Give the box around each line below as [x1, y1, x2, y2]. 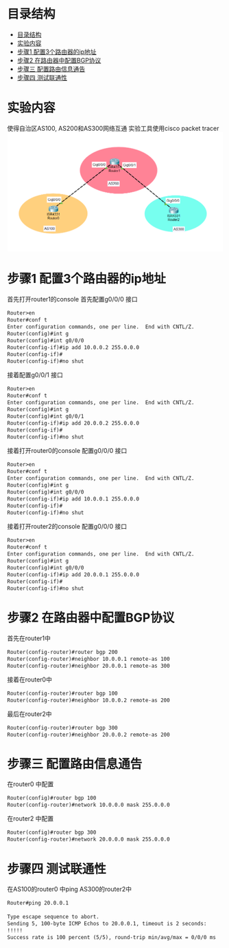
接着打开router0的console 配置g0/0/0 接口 [7, 446, 128, 454]
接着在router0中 [7, 675, 53, 684]
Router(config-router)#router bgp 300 [7, 724, 118, 731]
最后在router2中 [7, 710, 53, 718]
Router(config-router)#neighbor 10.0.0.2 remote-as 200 [7, 697, 170, 704]
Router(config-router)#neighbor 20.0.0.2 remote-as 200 [7, 731, 170, 738]
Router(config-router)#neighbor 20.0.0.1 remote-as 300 [7, 662, 170, 669]
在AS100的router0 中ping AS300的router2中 [7, 885, 132, 894]
